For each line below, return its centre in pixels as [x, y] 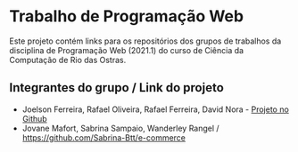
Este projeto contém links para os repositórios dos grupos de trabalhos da [145, 41]
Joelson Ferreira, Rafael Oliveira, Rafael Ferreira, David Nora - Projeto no [156, 109]
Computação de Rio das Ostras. [68, 60]
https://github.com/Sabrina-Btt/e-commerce [103, 137]
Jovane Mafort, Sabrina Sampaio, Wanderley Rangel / [121, 128]
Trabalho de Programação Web [126, 16]
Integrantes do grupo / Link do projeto [117, 88]
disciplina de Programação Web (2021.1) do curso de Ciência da [126, 50]
